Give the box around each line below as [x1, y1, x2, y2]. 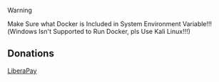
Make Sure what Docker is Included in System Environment [7, 20, 181, 28]
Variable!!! [182, 20, 213, 28]
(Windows [7, 28, 38, 35]
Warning [7, 6, 32, 14]
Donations [7, 47, 55, 59]
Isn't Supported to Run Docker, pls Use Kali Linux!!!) [39, 28, 191, 35]
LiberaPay [7, 66, 37, 75]
